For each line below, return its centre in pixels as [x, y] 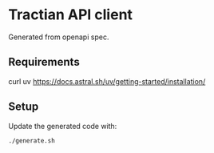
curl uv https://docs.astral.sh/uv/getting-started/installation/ [107, 81]
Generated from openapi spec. [59, 37]
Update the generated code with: [63, 126]
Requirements [44, 62]
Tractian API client [71, 15]
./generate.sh [32, 141]
